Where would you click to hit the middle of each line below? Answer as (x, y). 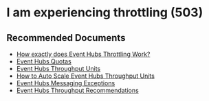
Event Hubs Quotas (44, 61)
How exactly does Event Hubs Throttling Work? (83, 54)
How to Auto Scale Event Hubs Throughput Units (86, 76)
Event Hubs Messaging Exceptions (66, 83)
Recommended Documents (66, 38)
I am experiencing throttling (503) (105, 13)
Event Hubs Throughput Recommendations (77, 90)
